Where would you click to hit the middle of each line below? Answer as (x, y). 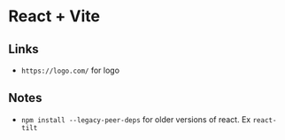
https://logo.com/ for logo (70, 70)
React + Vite (54, 16)
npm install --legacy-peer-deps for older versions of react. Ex (136, 119)
